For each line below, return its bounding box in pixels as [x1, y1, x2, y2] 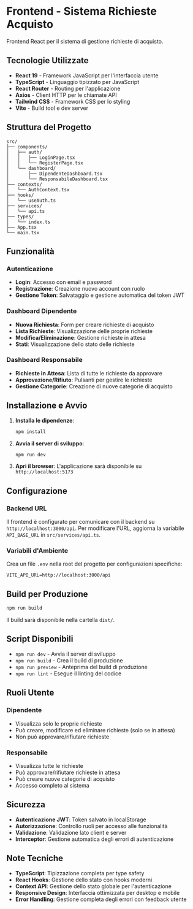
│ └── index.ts [6, 219, 51, 225]
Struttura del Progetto [6, 122, 92, 132]
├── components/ [6, 144, 48, 150]
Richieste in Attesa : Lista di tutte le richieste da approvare [15, 369, 162, 377]
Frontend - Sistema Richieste [6, 4, 157, 18]
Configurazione [6, 486, 67, 496]
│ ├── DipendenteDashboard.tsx [6, 171, 103, 177]
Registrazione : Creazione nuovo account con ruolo [15, 285, 145, 293]
